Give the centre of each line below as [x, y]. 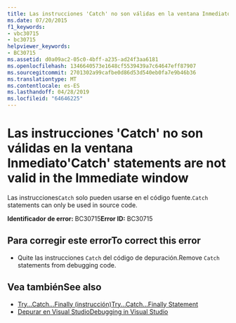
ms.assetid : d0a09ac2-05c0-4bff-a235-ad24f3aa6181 [83, 60]
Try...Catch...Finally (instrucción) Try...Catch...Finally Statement [108, 304]
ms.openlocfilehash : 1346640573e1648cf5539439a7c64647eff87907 [102, 66]
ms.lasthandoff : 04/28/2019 [48, 92]
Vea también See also [54, 288]
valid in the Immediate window [98, 178]
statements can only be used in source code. [73, 205]
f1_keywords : [26, 27]
